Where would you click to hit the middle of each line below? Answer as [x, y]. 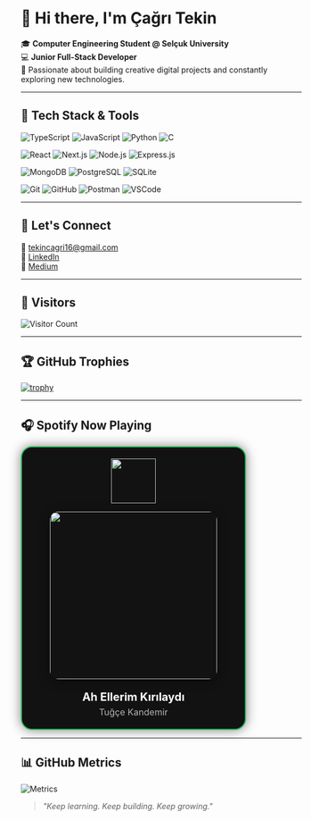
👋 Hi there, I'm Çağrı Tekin [119, 18]
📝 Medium [40, 266]
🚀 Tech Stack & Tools [80, 116]
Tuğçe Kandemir [134, 712]
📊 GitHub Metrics [71, 763]
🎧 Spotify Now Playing [86, 425]
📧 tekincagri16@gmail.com [70, 247]
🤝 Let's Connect [66, 226]
